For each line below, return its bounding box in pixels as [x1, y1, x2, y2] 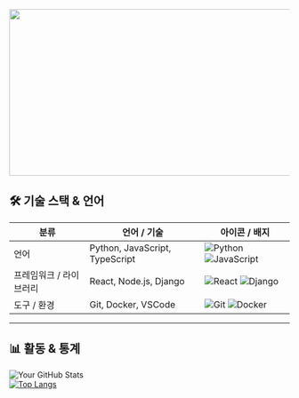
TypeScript [89, 252, 136, 265]
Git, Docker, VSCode [89, 298, 176, 310]
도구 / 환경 [13, 298, 55, 311]
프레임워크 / [13, 268, 61, 281]
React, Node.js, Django [89, 275, 185, 287]
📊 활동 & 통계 [9, 341, 81, 356]
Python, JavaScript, [89, 242, 172, 254]
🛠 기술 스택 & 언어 [9, 194, 105, 209]
